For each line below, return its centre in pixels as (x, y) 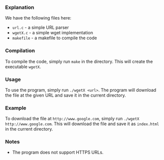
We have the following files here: (38, 18)
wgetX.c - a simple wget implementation (53, 33)
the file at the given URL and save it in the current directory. (66, 95)
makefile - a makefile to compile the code (54, 38)
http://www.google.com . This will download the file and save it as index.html (82, 124)
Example (16, 108)
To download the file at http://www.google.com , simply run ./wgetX (72, 119)
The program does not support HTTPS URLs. (58, 152)
